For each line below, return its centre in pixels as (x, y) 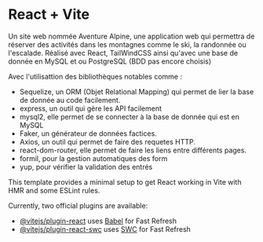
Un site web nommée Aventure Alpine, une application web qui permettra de (131, 36)
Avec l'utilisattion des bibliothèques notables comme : (95, 76)
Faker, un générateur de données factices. (88, 133)
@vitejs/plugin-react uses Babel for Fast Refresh (98, 221)
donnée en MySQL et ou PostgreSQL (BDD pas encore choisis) (110, 61)
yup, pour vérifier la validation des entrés (86, 167)
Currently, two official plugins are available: (78, 205)
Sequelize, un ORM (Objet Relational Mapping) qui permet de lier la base (137, 91)
